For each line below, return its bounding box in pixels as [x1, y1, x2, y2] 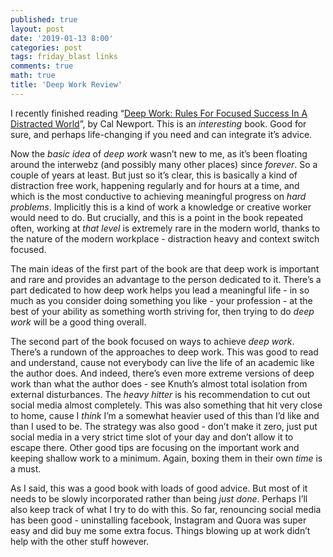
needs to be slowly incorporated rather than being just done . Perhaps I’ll [10, 492, 308, 505]
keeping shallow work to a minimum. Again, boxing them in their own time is [10, 452, 323, 464]
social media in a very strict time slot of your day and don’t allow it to [10, 431, 294, 443]
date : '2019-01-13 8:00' [10, 33, 114, 43]
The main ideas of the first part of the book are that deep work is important [10, 262, 320, 275]
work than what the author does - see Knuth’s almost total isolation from [10, 377, 308, 390]
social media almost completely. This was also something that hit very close [10, 399, 323, 411]
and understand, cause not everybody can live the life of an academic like [10, 356, 315, 368]
